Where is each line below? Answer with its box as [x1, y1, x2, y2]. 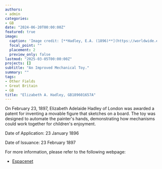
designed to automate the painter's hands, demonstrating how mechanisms [5, 116, 155, 122]
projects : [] [5, 61, 31, 66]
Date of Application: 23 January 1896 [5, 130, 79, 136]
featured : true [5, 29, 36, 34]
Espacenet [12, 158, 34, 164]
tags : [5, 74, 16, 79]
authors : [5, 7, 23, 12]
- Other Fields [5, 79, 36, 84]
